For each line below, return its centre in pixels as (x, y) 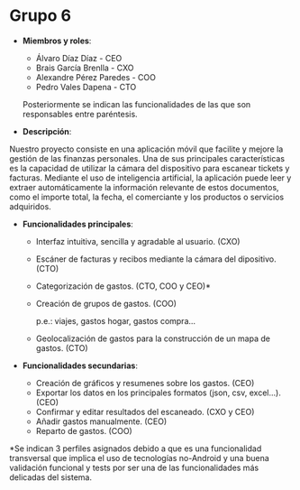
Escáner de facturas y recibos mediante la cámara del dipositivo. (156, 259)
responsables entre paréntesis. (80, 114)
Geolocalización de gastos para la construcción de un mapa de (153, 338)
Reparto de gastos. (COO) (84, 430)
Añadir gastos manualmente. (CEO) (101, 421)
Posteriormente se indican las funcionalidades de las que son (136, 104)
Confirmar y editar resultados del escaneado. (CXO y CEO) (145, 411)
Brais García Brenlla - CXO (85, 68)
